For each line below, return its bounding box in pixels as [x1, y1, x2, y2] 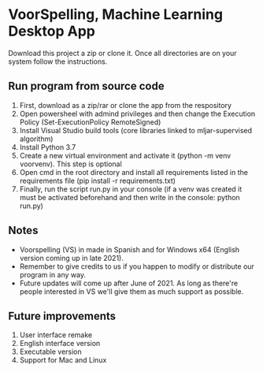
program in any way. [19, 270, 87, 279]
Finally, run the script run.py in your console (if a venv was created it [19, 184, 243, 194]
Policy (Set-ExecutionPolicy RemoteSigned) [19, 117, 161, 127]
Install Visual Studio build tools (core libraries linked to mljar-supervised [19, 125, 253, 135]
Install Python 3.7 [19, 142, 76, 151]
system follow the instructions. [8, 57, 108, 66]
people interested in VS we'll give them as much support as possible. [19, 286, 244, 296]
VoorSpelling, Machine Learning [8, 6, 223, 24]
